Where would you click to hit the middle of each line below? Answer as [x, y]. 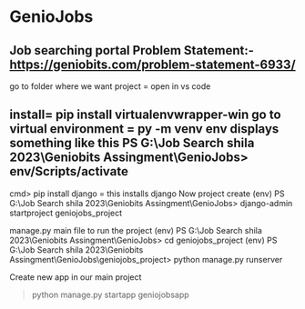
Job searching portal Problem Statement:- [132, 50]
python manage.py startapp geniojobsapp [110, 294]
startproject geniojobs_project [66, 213]
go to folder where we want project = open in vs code [110, 86]
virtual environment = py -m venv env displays [144, 129]
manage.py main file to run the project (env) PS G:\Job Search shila [136, 230]
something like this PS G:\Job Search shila [132, 143]
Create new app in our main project [76, 277]
